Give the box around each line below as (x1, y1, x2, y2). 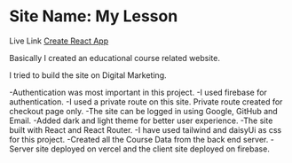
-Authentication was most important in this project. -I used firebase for (9, 87, 268, 97)
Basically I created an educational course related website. (9, 52, 220, 63)
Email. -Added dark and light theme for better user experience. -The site (9, 115, 273, 126)
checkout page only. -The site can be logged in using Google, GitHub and (9, 105, 278, 116)
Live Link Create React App (9, 35, 109, 46)
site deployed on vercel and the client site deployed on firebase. (35, 144, 271, 154)
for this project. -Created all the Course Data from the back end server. (9, 134, 269, 144)
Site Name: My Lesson (9, 6, 178, 27)
